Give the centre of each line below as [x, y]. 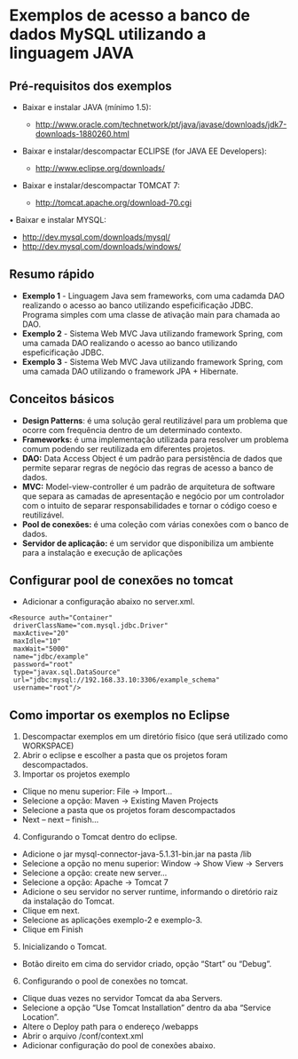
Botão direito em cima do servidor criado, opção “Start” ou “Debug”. [147, 964]
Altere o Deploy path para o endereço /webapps [110, 1027]
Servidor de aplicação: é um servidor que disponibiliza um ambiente [148, 543]
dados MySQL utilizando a [108, 34]
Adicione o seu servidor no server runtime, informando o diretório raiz [150, 892]
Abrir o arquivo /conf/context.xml [82, 1036]
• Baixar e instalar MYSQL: [58, 220]
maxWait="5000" [41, 649]
